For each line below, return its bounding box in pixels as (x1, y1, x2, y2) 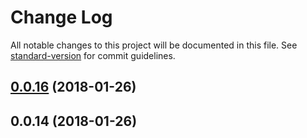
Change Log (10, 6, 113, 29)
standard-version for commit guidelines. (10, 49, 176, 61)
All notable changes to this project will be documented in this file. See (10, 39, 298, 51)
